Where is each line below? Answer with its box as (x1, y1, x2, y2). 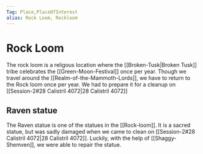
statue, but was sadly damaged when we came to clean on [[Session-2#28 (6, 128, 196, 136)
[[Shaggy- (150, 134, 177, 142)
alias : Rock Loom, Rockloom (6, 15, 78, 21)
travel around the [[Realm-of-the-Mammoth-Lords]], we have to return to (6, 74, 191, 82)
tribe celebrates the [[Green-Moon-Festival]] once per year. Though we (6, 68, 186, 75)
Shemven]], (6, 141, 35, 148)
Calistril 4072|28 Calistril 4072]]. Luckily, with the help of (6, 134, 150, 142)
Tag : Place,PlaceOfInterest (6, 9, 78, 15)
